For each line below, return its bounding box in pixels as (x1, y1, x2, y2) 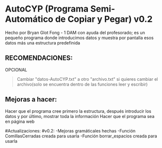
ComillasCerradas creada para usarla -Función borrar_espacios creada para (5, 133, 158, 139)
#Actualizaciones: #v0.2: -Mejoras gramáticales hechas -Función (5, 128, 136, 133)
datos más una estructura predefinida (5, 40, 81, 45)
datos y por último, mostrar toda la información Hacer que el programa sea (5, 113, 155, 119)
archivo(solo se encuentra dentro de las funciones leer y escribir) (16, 81, 148, 87)
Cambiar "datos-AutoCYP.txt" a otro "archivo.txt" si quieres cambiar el (16, 76, 158, 82)
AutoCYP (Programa (5, 3, 89, 15)
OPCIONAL (5, 67, 28, 73)
